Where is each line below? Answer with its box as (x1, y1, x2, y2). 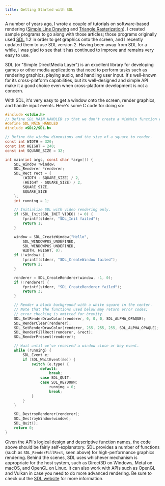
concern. (5, 88, 24, 93)
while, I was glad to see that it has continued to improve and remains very (5, 47, 154, 53)
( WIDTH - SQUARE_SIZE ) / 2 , (23, 176, 80, 181)
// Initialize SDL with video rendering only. (14, 207, 111, 212)
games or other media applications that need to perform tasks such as (5, 67, 147, 73)
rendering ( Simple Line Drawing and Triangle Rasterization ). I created (5, 26, 145, 32)
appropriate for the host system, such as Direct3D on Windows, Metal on (5, 459, 153, 465)
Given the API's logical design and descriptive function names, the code (5, 439, 151, 445)
